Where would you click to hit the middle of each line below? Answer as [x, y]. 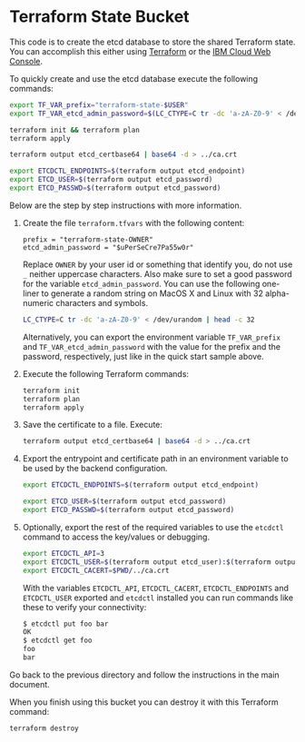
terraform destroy [44, 728]
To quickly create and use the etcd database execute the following [134, 78]
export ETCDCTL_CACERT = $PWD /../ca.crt [96, 570]
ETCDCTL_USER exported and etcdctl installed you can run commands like [157, 598]
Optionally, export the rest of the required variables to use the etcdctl [153, 527]
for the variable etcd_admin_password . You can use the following [141, 283]
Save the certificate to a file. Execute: [93, 425]
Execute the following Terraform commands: [105, 373]
